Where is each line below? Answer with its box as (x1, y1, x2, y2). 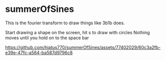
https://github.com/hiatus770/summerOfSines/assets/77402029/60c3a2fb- (5, 44, 161, 50)
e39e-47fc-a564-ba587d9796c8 (5, 50, 73, 56)
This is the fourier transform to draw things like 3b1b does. (5, 20, 125, 26)
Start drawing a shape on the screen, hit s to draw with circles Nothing (5, 29, 150, 35)
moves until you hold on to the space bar (5, 35, 89, 41)
